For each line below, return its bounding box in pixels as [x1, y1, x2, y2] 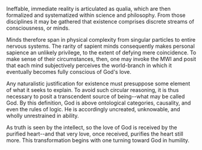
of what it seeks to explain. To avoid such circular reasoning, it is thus [6, 86, 179, 93]
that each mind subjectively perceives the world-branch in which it [6, 62, 172, 69]
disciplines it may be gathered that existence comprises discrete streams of [6, 18, 195, 25]
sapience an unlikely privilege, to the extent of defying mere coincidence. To [6, 49, 197, 56]
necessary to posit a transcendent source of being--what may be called [6, 93, 185, 100]
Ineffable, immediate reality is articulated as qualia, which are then [6, 5, 171, 12]
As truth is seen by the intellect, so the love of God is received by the [6, 124, 177, 131]
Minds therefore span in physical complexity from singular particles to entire [6, 36, 196, 43]
